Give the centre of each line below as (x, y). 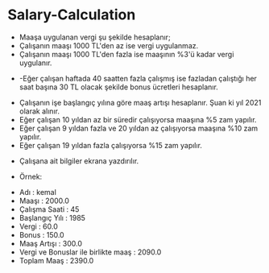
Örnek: (31, 176)
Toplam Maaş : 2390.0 (56, 260)
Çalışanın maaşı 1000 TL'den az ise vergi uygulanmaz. (109, 45)
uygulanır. (35, 63)
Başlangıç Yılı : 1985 (52, 217)
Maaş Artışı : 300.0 (50, 243)
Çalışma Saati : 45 (49, 209)
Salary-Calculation (72, 15)
